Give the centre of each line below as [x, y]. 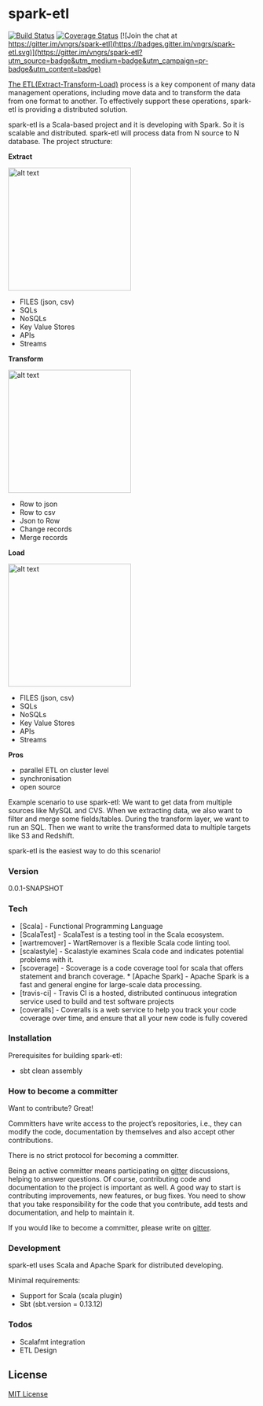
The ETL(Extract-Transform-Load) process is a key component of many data [132, 84]
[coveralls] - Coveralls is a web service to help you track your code [128, 1009]
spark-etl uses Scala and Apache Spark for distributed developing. [116, 1265]
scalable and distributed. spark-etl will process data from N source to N [124, 133]
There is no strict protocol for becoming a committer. [93, 1156]
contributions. [31, 1140]
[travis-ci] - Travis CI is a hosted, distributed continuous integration [128, 993]
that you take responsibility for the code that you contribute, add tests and [128, 1204]
